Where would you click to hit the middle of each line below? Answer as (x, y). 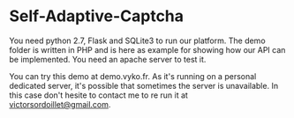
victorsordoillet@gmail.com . (60, 104)
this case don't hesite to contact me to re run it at (98, 95)
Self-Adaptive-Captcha (96, 16)
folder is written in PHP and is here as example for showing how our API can (147, 49)
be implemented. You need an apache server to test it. (108, 59)
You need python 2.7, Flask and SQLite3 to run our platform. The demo (138, 41)
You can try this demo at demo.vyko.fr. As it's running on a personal (133, 76)
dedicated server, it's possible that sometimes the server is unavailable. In (144, 85)
